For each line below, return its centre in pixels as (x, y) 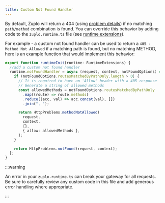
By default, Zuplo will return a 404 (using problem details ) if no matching (79, 23)
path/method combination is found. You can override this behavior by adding (82, 29)
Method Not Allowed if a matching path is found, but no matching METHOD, (81, 48)
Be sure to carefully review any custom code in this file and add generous (80, 182)
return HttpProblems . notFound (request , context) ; (66, 149)
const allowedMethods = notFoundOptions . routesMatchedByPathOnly (86, 90)
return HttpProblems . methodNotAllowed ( (59, 113)
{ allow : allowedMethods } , (51, 131)
